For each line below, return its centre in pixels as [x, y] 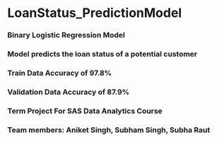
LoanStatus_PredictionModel [95, 13]
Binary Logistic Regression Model [66, 35]
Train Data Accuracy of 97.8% [59, 73]
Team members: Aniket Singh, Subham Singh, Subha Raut [109, 130]
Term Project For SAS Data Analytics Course [85, 111]
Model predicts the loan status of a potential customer [102, 54]
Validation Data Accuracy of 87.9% [68, 92]
